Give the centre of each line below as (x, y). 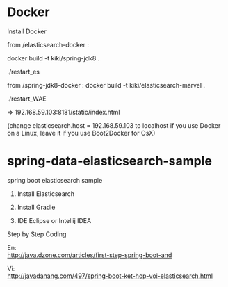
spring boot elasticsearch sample (55, 180)
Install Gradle (36, 207)
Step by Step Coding (37, 234)
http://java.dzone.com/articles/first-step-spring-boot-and (90, 255)
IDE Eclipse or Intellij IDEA (54, 220)
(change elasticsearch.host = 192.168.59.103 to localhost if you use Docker (114, 125)
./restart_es (24, 72)
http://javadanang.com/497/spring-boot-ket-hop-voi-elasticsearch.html (110, 276)
